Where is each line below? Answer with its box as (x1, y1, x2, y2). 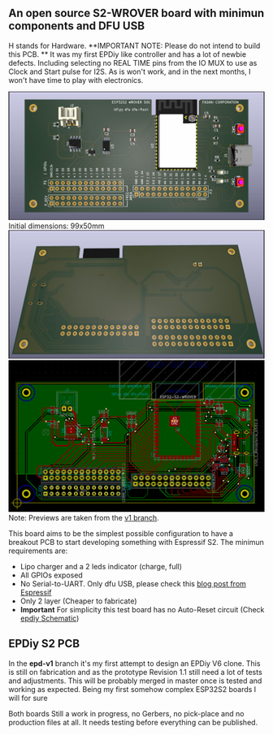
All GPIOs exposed (19, 570, 83, 580)
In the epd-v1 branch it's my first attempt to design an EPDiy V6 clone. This (8, 658, 261, 668)
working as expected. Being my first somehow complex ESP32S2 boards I (8, 684, 257, 694)
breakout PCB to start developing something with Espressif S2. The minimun (8, 538, 264, 547)
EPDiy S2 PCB (8, 637, 80, 651)
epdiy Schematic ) (19, 613, 80, 623)
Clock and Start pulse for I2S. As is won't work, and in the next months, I (8, 67, 251, 76)
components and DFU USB (8, 19, 145, 33)
